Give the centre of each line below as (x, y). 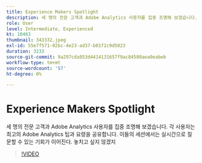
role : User (20, 23)
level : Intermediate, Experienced (50, 29)
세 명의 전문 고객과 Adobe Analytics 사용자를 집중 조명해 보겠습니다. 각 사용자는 (101, 127)
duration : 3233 (25, 52)
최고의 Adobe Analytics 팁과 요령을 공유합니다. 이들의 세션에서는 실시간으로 (96, 135)
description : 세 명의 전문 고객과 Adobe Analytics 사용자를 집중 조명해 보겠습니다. (102, 18)
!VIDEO (30, 154)
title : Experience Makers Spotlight (52, 12)
